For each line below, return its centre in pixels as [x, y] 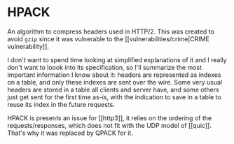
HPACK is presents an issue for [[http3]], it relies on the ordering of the [110, 118]
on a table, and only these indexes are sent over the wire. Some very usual [115, 82]
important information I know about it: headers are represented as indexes [115, 75]
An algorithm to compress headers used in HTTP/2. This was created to [111, 31]
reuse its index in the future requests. [61, 104]
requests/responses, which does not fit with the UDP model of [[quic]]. [109, 125]
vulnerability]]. [28, 46]
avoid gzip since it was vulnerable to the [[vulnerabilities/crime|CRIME [109, 38]
